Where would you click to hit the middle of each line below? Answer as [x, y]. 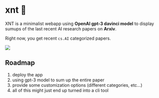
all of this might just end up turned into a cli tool [60, 90]
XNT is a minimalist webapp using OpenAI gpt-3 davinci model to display [80, 24]
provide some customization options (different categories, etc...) [77, 85]
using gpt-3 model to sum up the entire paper [58, 80]
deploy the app [27, 74]
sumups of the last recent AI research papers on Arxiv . [61, 28]
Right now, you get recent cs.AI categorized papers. [58, 38]
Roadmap [20, 63]
